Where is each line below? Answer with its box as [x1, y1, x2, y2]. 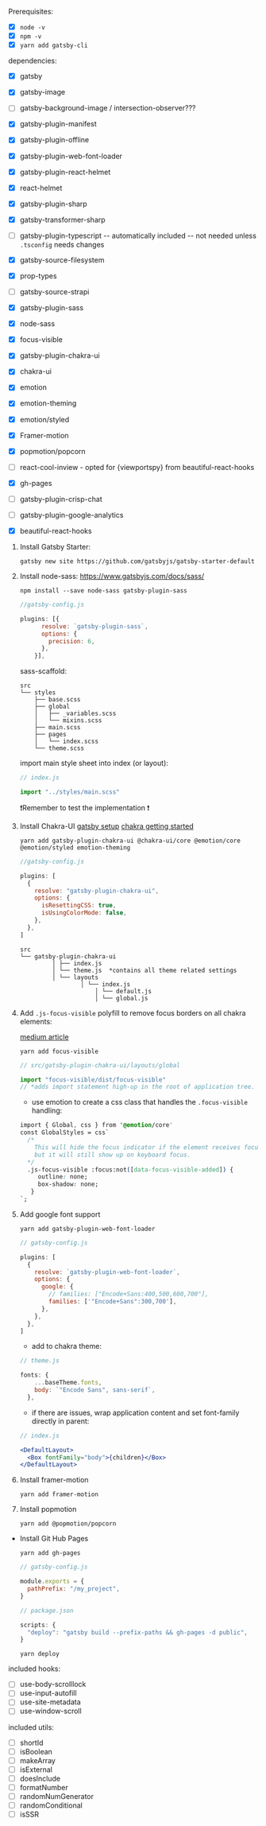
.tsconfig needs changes [19, 239, 105, 249]
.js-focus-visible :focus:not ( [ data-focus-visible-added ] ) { [27, 1165, 234, 1174]
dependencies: [8, 56, 57, 66]
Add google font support [19, 1209, 101, 1219]
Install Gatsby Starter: [19, 542, 91, 551]
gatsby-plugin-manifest [19, 119, 97, 129]
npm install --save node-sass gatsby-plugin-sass [19, 587, 188, 595]
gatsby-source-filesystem [19, 254, 105, 265]
